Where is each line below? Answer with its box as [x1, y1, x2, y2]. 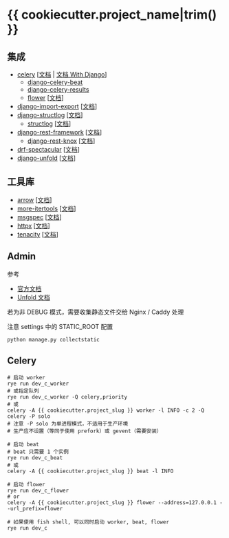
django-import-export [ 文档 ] [17, 102, 98, 110]
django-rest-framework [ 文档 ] [17, 128, 102, 136]
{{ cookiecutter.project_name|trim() [7, 7, 217, 23]
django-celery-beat [27, 78, 83, 86]
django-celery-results [27, 86, 89, 93]
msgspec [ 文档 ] [17, 212, 62, 221]
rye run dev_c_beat [7, 455, 63, 461]
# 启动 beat [7, 441, 39, 448]
